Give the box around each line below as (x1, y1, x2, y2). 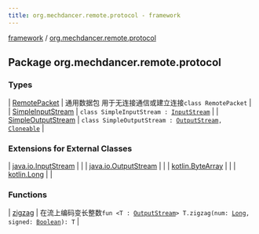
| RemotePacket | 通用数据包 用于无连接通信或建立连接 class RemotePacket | (8, 98, 252, 108)
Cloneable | (8, 123, 45, 133)
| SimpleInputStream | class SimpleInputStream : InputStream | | (8, 107, 219, 116)
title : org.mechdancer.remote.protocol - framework (8, 11, 181, 20)
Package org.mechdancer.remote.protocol (8, 56, 221, 69)
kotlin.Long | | (8, 170, 53, 179)
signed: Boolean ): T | (8, 217, 80, 226)
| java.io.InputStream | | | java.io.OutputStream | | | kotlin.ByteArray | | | (8, 161, 236, 170)
